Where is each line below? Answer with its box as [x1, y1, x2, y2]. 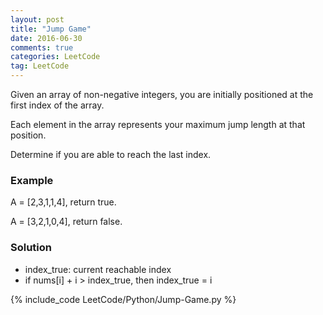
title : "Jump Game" [10, 24, 92, 34]
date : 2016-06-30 [10, 33, 83, 43]
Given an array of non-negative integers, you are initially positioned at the [10, 89, 314, 100]
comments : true [10, 42, 74, 53]
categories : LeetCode [10, 52, 101, 62]
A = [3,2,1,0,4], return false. [10, 216, 123, 228]
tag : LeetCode [10, 61, 70, 71]
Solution [10, 241, 53, 255]
